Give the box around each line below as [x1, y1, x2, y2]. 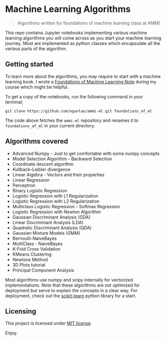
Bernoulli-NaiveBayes [12, 235, 57, 241]
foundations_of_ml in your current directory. [5, 122, 95, 128]
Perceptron [12, 182, 36, 188]
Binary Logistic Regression [12, 187, 67, 193]
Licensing [5, 307, 36, 316]
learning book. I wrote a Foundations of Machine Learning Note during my [5, 78, 157, 84]
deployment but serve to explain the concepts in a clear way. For [5, 287, 138, 293]
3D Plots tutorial [12, 262, 46, 268]
